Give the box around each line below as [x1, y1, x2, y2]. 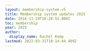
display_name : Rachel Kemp [9, 34, 64, 39]
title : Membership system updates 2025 [5, 12, 86, 17]
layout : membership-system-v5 [5, 7, 66, 12]
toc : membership [5, 20, 38, 26]
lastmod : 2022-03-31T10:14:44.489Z [5, 39, 77, 44]
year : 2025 [5, 25, 27, 30]
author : [5, 30, 21, 34]
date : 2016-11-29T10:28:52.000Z [5, 16, 70, 21]
